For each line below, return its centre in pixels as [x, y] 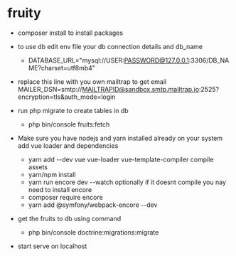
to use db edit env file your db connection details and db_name [110, 46]
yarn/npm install [52, 174]
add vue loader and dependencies [68, 145]
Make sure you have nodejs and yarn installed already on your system [120, 138]
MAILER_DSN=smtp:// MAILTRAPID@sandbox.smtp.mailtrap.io [108, 89]
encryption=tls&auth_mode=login [66, 97]
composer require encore [65, 197]
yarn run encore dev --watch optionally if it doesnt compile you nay [127, 182]
